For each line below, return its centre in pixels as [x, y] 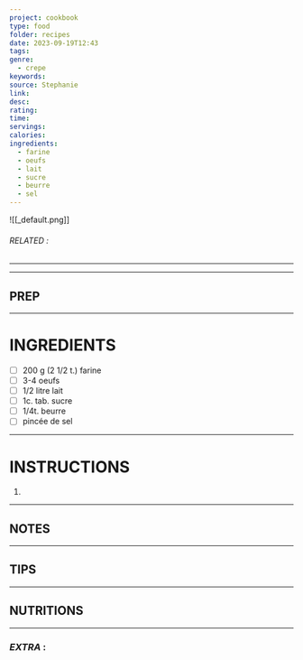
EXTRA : [28, 646]
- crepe [32, 69]
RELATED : [29, 240]
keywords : [28, 77]
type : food [30, 26]
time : [19, 118]
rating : [24, 110]
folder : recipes [40, 34]
